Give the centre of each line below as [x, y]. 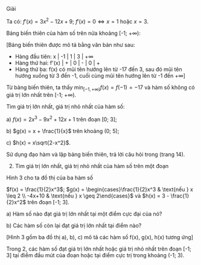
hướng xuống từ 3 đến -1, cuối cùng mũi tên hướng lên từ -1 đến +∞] [100, 75]
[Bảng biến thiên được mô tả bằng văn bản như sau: [71, 45]
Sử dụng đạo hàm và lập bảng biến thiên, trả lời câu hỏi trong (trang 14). [96, 154]
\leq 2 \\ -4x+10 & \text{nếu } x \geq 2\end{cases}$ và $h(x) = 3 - [88, 196]
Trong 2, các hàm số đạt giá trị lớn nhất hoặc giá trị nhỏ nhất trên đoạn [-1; [99, 249]
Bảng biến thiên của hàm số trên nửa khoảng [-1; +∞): [73, 33]
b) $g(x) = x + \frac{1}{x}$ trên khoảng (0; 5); [63, 131]
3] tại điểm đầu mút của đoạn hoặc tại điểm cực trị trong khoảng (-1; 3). [95, 255]
